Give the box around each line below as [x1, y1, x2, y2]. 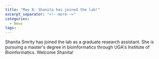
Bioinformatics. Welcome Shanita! [5, 50, 74, 56]
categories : [5, 16, 30, 21]
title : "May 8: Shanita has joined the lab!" [5, 7, 100, 12]
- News [9, 21, 23, 26]
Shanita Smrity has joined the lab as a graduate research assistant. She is [5, 39, 154, 45]
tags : [5, 26, 16, 30]
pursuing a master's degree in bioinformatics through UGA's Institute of [5, 44, 150, 50]
